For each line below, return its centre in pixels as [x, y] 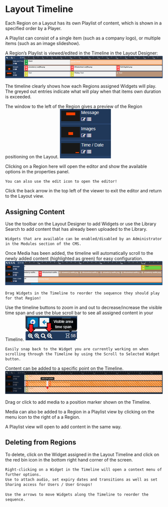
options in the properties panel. [37, 172]
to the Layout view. [24, 196]
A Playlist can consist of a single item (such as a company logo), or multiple [83, 38]
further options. [23, 475]
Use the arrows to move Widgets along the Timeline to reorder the [77, 495]
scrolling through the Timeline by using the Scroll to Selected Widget [82, 354]
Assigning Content [35, 212]
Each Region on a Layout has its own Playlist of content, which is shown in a [83, 23]
